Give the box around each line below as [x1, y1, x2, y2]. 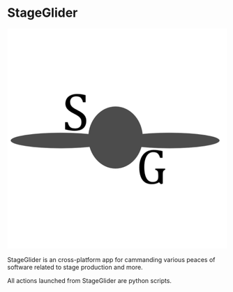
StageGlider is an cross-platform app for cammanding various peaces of [7, 255, 216, 263]
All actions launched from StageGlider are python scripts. [7, 276, 172, 284]
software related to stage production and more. [7, 263, 143, 271]
